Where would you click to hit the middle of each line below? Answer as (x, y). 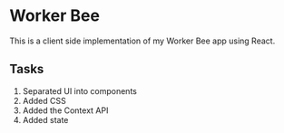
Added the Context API (65, 110)
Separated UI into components (80, 90)
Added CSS (44, 100)
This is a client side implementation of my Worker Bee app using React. (142, 41)
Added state (45, 119)
